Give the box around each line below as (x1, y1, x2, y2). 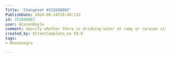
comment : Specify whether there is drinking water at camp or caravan (5, 26, 158, 32)
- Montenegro (5, 41, 33, 46)
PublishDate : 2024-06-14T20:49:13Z (5, 12, 81, 17)
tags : (5, 36, 17, 41)
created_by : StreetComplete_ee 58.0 (5, 31, 83, 36)
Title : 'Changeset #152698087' (5, 7, 72, 13)
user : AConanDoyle (5, 21, 44, 27)
